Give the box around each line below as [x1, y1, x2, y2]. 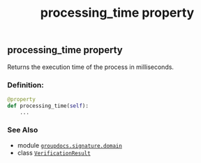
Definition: [7, 80, 44, 90]
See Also [7, 125, 38, 135]
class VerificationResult [17, 148, 91, 157]
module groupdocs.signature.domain [17, 141, 122, 149]
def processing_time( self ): [7, 102, 89, 109]
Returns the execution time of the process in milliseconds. [7, 63, 174, 71]
